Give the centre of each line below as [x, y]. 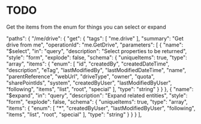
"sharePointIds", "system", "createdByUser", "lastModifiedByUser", [89, 83]
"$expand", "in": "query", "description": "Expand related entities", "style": [97, 95]
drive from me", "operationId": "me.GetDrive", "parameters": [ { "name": [95, 45]
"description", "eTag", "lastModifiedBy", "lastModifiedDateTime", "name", [96, 70]
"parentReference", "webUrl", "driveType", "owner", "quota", [80, 76]
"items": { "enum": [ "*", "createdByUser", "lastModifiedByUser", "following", [101, 108]
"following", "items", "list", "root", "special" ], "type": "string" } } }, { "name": [100, 89]
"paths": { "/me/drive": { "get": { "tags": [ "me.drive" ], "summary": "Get [95, 38]
